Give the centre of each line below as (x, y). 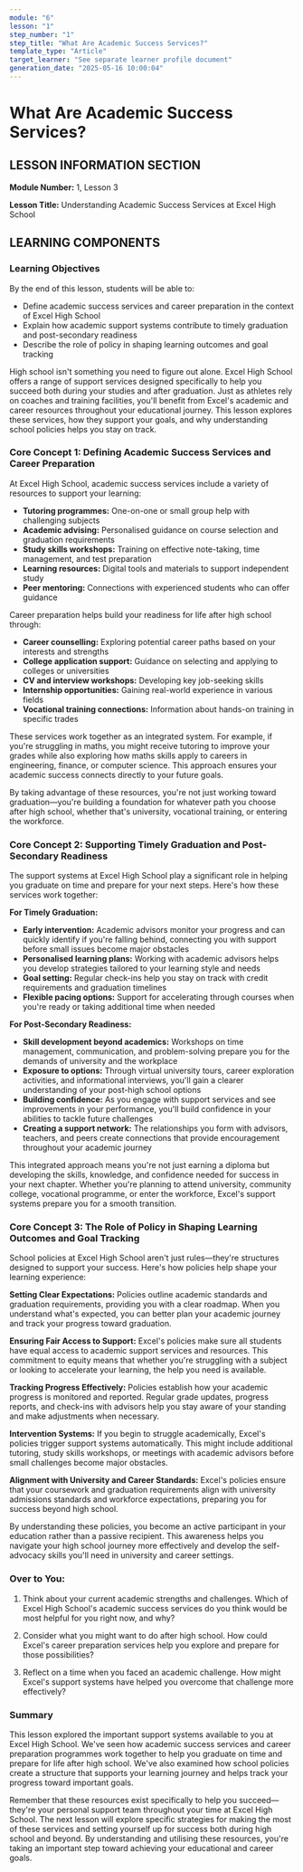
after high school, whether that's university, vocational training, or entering (148, 812)
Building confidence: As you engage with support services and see (149, 1099)
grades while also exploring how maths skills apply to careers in (128, 755)
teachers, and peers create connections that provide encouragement (151, 1138)
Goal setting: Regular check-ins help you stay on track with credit (145, 978)
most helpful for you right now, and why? (99, 1618)
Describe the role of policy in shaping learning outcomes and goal (145, 344)
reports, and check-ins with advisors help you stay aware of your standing (148, 1407)
